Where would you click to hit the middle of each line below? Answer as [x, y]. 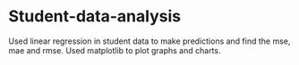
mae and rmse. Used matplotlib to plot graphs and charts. [115, 50]
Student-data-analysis [94, 16]
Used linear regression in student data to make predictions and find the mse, [149, 41]
